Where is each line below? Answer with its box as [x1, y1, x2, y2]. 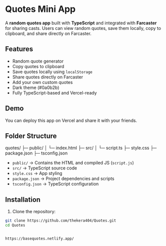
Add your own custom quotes [12, 79, 73, 85]
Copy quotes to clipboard [12, 63, 64, 69]
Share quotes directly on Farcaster [12, 74, 83, 80]
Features [5, 45, 33, 53]
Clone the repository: [12, 209, 56, 215]
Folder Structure [5, 132, 57, 140]
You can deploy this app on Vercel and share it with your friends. [5, 117, 137, 123]
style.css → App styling [12, 170, 63, 176]
